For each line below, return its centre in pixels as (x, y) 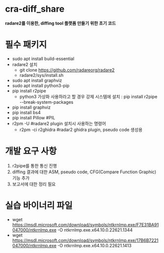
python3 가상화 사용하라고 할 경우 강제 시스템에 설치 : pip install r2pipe (88, 96)
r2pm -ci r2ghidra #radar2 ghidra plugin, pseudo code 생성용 (81, 129)
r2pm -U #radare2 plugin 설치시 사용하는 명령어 (59, 123)
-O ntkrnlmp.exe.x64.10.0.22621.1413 (94, 245)
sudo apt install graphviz (37, 80)
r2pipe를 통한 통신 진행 (35, 165)
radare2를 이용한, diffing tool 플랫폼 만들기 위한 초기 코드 (61, 23)
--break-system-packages (46, 102)
